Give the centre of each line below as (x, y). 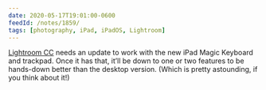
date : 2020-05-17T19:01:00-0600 (62, 15)
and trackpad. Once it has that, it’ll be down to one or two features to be (126, 61)
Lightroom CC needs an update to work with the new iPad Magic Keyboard (131, 53)
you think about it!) (39, 78)
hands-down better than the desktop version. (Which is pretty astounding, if (133, 69)
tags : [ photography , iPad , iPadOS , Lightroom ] (87, 30)
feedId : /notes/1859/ (44, 23)
